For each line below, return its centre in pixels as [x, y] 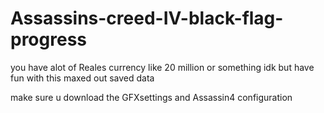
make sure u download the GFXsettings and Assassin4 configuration [151, 97]
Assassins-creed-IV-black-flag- [147, 18]
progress [48, 39]
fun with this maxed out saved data [82, 78]
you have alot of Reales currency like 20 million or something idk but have [162, 67]
